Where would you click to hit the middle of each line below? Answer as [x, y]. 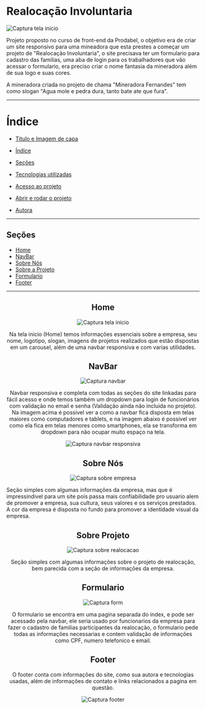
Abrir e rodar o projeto [43, 198]
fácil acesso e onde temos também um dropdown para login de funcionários [103, 399]
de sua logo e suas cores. [39, 72]
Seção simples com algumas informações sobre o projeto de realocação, [103, 562]
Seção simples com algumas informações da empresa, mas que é [90, 490]
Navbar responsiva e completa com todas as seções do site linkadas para [103, 393]
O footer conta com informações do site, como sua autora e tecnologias [103, 674]
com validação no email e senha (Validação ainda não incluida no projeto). [103, 406]
